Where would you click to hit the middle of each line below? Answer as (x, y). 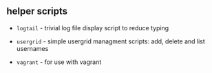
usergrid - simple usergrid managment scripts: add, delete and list (111, 41)
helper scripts (37, 11)
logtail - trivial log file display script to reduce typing (93, 28)
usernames (32, 48)
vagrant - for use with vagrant (59, 62)
